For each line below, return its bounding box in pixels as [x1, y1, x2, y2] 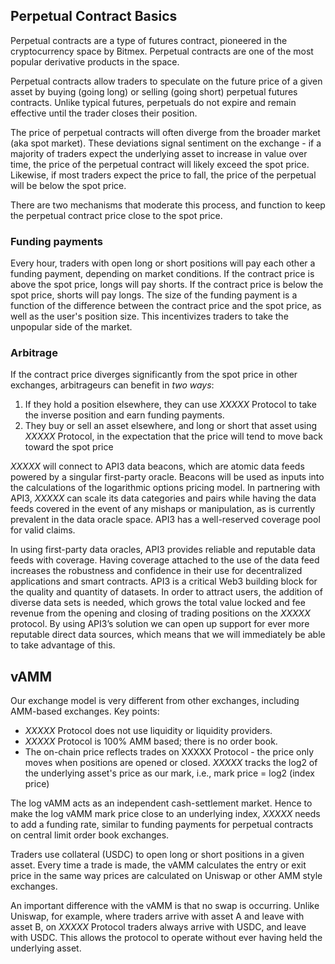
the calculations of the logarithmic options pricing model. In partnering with [10, 482, 321, 494]
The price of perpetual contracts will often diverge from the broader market [10, 126, 321, 138]
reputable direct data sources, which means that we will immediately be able [10, 629, 326, 641]
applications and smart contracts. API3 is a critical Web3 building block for [10, 575, 318, 588]
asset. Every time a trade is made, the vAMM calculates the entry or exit [10, 859, 307, 871]
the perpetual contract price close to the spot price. [10, 209, 223, 221]
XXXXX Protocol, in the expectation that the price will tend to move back [24, 430, 324, 443]
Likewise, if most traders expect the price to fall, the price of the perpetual [10, 169, 317, 181]
